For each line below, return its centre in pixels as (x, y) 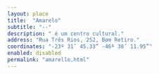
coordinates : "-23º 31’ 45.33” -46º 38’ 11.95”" (80, 47)
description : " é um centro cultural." (66, 33)
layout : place (28, 14)
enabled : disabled (34, 54)
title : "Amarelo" (34, 20)
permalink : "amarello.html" (49, 60)
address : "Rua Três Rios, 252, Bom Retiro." (74, 40)
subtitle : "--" (30, 27)
